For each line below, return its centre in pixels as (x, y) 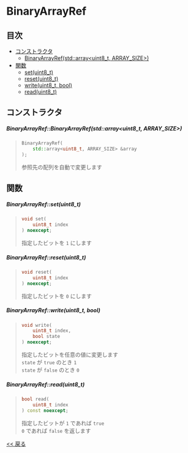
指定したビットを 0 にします (56, 296)
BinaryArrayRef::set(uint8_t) (44, 204)
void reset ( (36, 272)
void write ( (36, 325)
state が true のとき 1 (49, 362)
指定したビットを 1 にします (56, 242)
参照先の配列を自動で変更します (62, 167)
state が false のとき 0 (50, 370)
